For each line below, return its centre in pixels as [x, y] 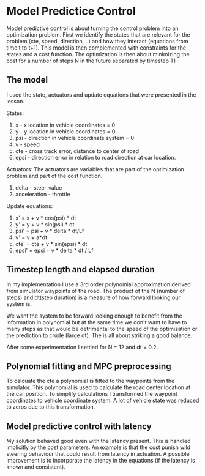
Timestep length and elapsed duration [80, 270]
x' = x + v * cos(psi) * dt [46, 218]
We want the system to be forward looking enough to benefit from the [94, 316]
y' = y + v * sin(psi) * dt [45, 224]
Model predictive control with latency [79, 426]
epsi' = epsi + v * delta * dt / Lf [54, 250]
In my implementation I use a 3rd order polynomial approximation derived [99, 284]
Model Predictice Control [71, 11]
